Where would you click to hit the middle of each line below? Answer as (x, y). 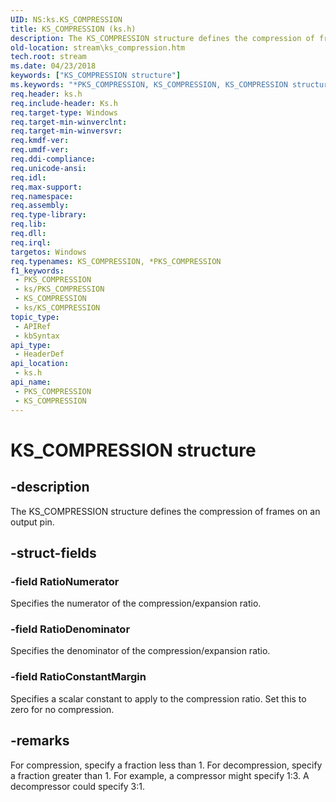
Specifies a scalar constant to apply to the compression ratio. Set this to (158, 698)
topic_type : (35, 317)
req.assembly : (40, 206)
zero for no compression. (62, 709)
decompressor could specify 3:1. (78, 786)
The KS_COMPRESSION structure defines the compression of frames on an (165, 511)
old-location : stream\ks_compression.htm (98, 47)
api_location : (40, 364)
